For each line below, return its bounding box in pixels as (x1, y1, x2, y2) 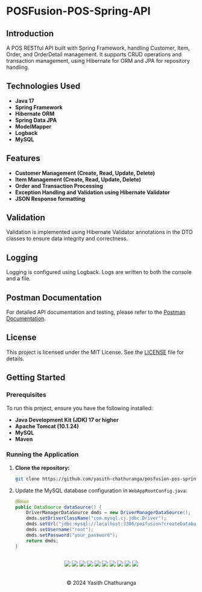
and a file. (6, 275, 31, 282)
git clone (14, 476, 40, 482)
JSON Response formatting (14, 195, 86, 202)
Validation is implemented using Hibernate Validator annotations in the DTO (6, 229, 193, 236)
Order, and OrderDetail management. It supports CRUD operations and (6, 51, 182, 58)
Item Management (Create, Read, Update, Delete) (14, 175, 142, 183)
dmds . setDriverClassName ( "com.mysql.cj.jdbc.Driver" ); (26, 515, 167, 521)
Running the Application (6, 451, 79, 459)
